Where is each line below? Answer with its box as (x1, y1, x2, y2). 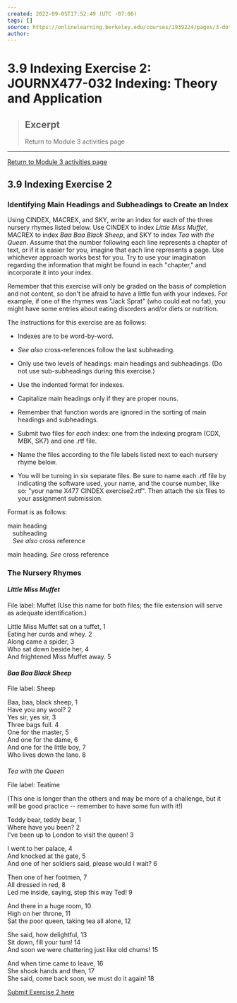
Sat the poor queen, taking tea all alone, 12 (7, 917, 132, 925)
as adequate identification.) (7, 609, 87, 618)
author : (7, 30, 30, 37)
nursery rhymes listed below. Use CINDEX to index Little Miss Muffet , (7, 223, 208, 231)
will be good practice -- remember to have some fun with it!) (7, 801, 183, 810)
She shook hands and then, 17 (7, 966, 95, 975)
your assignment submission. (17, 494, 104, 502)
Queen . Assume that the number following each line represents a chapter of (7, 238, 228, 246)
